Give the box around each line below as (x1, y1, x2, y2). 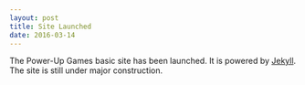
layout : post (9, 13, 59, 23)
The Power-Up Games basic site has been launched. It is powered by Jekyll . (9, 56, 297, 67)
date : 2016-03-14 (9, 30, 76, 39)
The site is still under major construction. (9, 65, 163, 76)
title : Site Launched (9, 22, 92, 31)
